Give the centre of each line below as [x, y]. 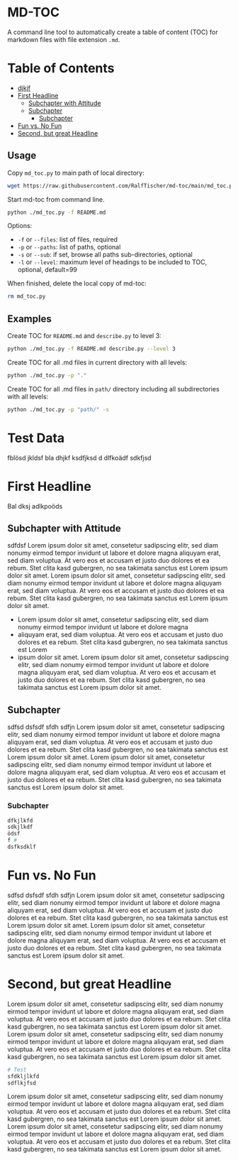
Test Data [36, 438]
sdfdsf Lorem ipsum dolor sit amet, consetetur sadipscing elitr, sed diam [113, 546]
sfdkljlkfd [23, 1076]
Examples [29, 319]
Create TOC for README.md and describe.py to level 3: [84, 336]
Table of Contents [61, 69]
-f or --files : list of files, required [68, 239]
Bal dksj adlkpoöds [35, 506]
